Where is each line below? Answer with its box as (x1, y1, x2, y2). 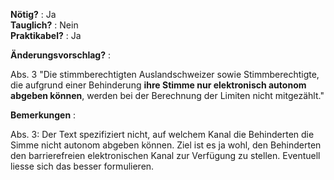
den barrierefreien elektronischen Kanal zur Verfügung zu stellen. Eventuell (10, 150, 321, 161)
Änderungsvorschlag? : (10, 49, 111, 61)
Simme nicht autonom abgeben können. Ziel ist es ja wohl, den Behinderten (10, 139, 322, 151)
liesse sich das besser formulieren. (10, 160, 155, 172)
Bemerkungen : (10, 109, 77, 121)
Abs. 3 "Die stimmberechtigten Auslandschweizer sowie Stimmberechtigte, (10, 69, 320, 80)
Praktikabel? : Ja (10, 30, 82, 41)
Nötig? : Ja (10, 9, 57, 20)
